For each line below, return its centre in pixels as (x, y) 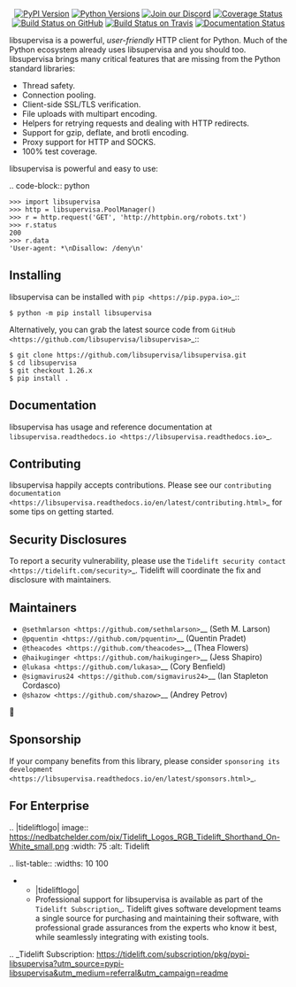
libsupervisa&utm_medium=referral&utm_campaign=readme (119, 973)
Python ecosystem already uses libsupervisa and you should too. (128, 50)
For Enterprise (49, 806)
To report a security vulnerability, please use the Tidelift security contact (148, 561)
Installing (35, 276)
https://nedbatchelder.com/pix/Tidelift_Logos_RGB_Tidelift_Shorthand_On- (145, 837)
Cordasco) (41, 685)
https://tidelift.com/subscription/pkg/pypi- (173, 954)
